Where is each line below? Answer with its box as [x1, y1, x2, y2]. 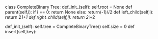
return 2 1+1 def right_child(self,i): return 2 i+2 [5, 14, 95, 20]
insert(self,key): [5, 29, 37, 34]
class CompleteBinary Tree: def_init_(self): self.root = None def [5, 4, 132, 10]
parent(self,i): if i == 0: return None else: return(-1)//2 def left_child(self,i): [5, 9, 154, 15]
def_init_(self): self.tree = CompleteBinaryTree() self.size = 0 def [5, 24, 135, 29]
